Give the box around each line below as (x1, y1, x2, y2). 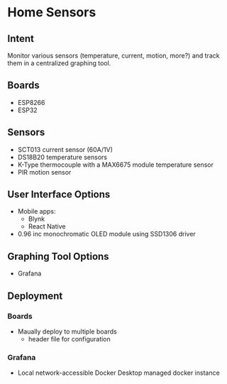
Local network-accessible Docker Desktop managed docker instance (17, 368, 220, 377)
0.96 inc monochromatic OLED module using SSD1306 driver (17, 230, 196, 238)
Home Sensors (7, 4, 96, 21)
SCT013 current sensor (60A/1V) (17, 145, 113, 153)
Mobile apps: (17, 207, 56, 216)
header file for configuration (28, 334, 111, 343)
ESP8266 (17, 98, 45, 106)
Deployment (7, 290, 63, 302)
